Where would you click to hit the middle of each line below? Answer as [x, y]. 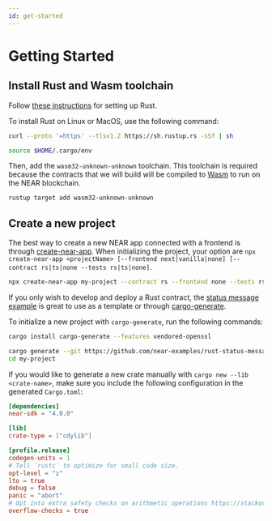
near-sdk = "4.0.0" [41, 414]
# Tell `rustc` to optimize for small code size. [94, 465]
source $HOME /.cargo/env [50, 151]
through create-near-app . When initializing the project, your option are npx [132, 251]
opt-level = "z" [36, 473]
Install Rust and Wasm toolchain [91, 86]
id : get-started [36, 16]
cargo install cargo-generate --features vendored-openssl [110, 336]
